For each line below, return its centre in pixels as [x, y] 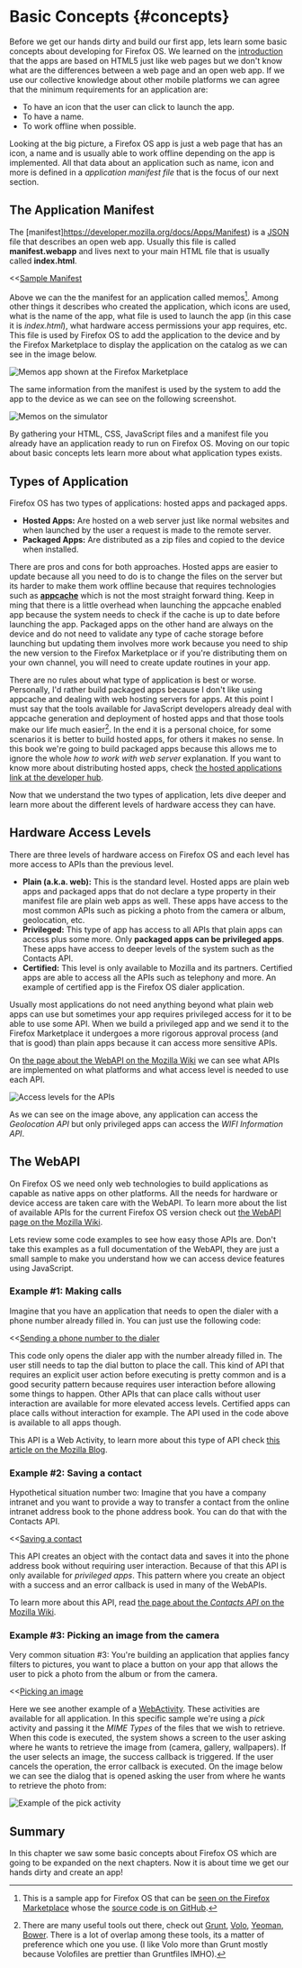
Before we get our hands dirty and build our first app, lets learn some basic [148, 41]
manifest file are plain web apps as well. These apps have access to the [155, 901]
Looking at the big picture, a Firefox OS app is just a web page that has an [146, 143]
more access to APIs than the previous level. [92, 864]
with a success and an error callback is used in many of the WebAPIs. [138, 1585]
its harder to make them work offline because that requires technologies [143, 586]
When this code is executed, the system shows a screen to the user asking [148, 1738]
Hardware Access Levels [80, 833]
